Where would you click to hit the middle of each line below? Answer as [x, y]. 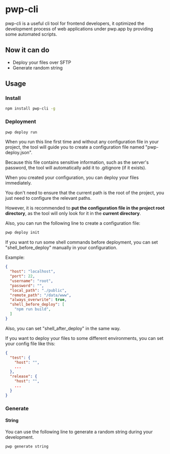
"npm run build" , [33, 309]
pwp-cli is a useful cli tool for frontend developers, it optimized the [75, 23]
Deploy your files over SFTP [42, 62]
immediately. [19, 183]
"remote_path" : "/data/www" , [41, 295]
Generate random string [38, 67]
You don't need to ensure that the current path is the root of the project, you [85, 193]
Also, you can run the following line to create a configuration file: [73, 223]
